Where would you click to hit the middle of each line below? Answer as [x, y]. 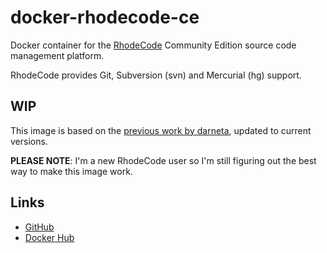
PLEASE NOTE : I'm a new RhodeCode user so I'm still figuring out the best [163, 160]
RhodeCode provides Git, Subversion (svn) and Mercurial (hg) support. [156, 75]
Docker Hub [49, 237]
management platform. [57, 55]
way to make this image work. [71, 171]
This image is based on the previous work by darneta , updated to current [161, 130]
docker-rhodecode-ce [105, 17]
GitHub [39, 227]
